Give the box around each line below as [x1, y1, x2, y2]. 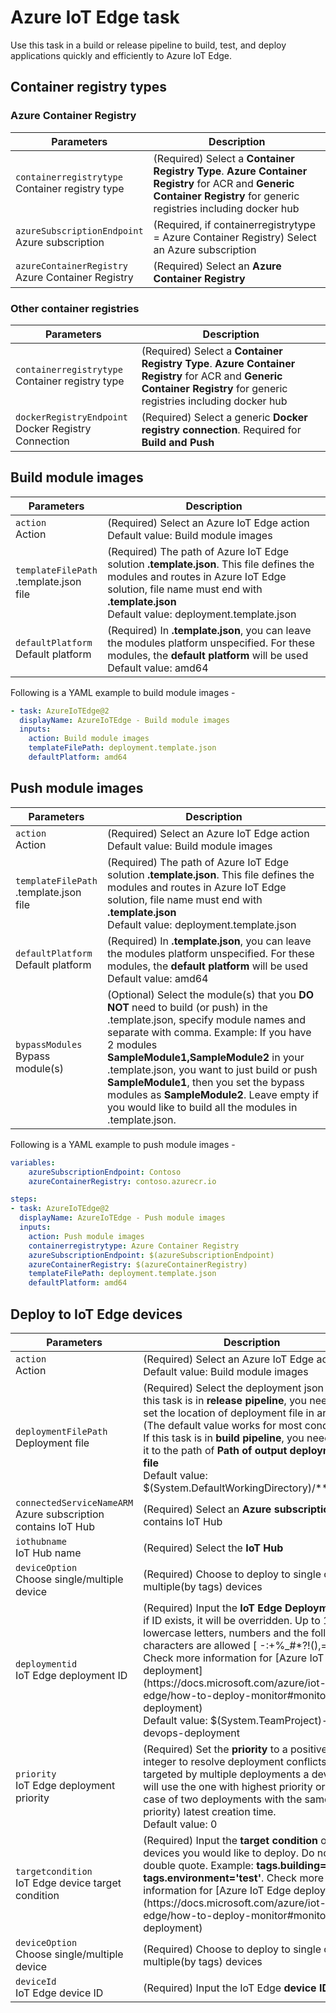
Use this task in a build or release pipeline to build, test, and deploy [10, 39, 287, 51]
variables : [10, 1157, 56, 1168]
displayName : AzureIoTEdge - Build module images [19, 715, 230, 725]
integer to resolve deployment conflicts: [143, 1754, 330, 1768]
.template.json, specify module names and [107, 1012, 307, 1026]
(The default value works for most [143, 1418, 303, 1432]
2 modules [107, 1037, 158, 1051]
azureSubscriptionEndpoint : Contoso [28, 1167, 182, 1177]
